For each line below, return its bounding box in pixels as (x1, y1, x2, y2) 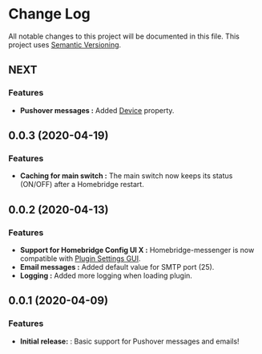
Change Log (8, 5, 91, 23)
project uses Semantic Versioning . (8, 39, 122, 49)
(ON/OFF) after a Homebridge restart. (19, 180, 144, 189)
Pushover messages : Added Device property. (19, 105, 175, 115)
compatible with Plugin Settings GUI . (19, 254, 142, 263)
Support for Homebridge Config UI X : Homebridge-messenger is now (19, 246, 255, 254)
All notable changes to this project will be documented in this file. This (8, 31, 240, 41)
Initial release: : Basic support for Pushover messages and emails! (19, 336, 240, 346)
